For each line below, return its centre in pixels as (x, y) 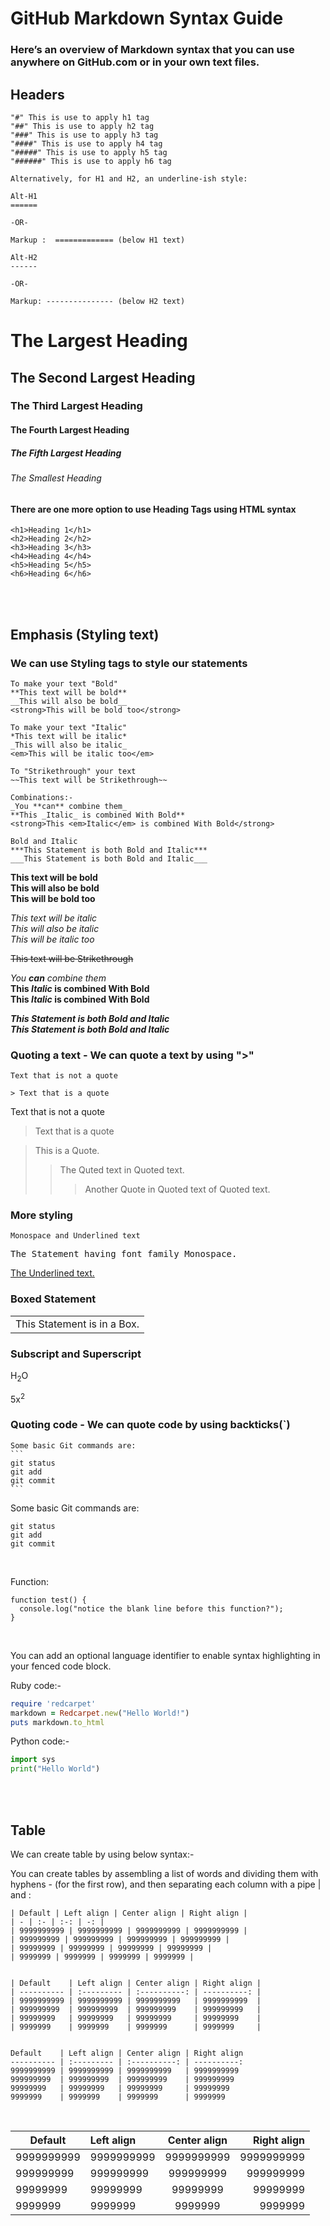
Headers (37, 94)
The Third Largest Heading (76, 406)
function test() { (48, 1600)
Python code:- (40, 1741)
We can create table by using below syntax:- (102, 1854)
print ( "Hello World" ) (55, 1769)
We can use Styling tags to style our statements (129, 663)
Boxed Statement (53, 1299)
